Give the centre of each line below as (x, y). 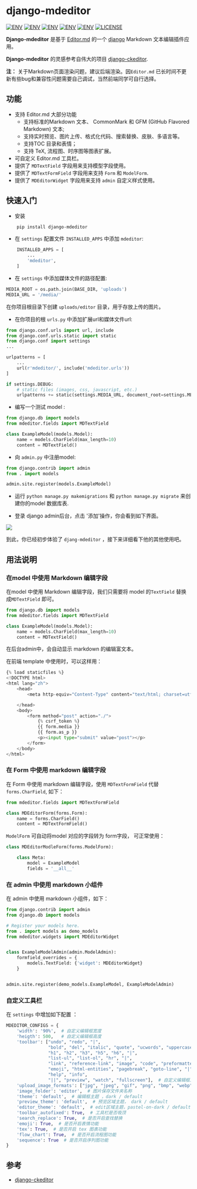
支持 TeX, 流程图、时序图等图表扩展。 (69, 151)
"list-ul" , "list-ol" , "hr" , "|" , (90, 1058)
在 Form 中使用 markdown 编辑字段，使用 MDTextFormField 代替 (83, 784)
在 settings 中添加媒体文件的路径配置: (61, 278)
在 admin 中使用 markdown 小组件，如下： (57, 899)
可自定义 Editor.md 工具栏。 (48, 158)
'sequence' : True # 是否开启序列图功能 (62, 1140)
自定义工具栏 (24, 1000)
